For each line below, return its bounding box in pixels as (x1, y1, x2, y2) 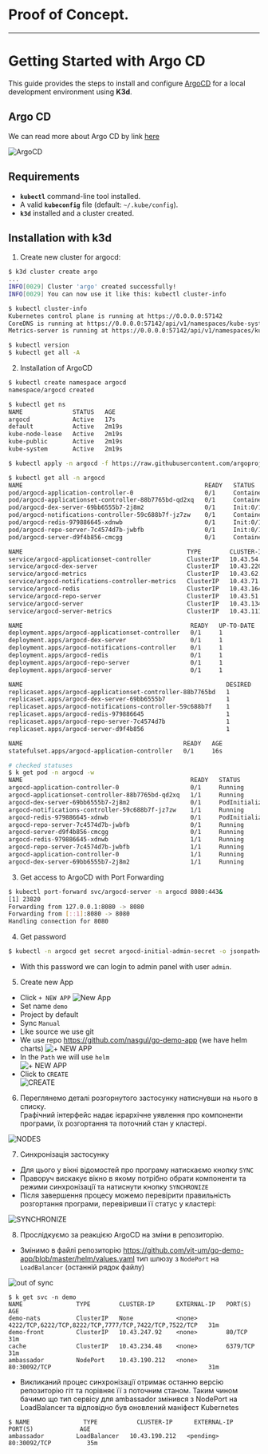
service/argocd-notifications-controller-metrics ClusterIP (8, 578, 219, 586)
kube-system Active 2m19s (8, 445, 124, 453)
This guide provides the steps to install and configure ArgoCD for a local (8, 78, 246, 88)
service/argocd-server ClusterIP (8, 599, 219, 608)
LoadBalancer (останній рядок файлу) (19, 1262, 145, 1272)
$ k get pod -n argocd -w (8, 769, 94, 777)
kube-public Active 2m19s (8, 438, 124, 446)
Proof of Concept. (8, 6, 129, 24)
